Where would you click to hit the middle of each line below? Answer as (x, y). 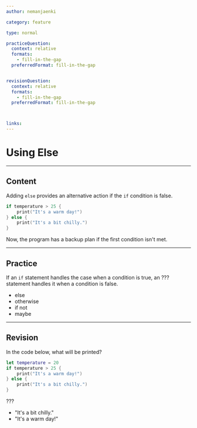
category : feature (28, 22)
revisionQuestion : (28, 81)
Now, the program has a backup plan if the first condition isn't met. (87, 240)
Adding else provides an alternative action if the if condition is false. (89, 196)
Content (21, 182)
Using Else (32, 153)
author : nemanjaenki (31, 11)
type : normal (22, 33)
